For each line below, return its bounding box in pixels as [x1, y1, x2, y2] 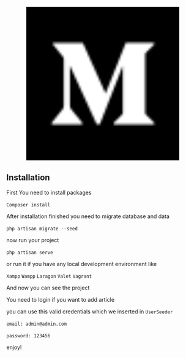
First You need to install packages [6, 189, 92, 196]
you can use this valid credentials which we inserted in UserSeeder [6, 308, 173, 315]
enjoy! [6, 343, 22, 351]
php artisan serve [6, 249, 53, 256]
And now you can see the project [6, 284, 90, 291]
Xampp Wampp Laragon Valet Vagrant [6, 273, 92, 280]
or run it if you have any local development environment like [6, 260, 157, 267]
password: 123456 [6, 332, 51, 339]
